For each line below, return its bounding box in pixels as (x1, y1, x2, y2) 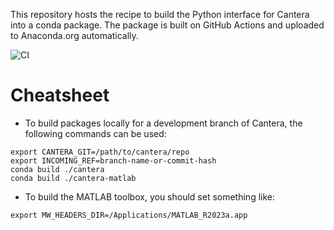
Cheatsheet (10, 84, 110, 107)
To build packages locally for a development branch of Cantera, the (24, 117, 303, 129)
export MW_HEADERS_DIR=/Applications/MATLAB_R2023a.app (10, 210, 248, 220)
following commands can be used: (24, 127, 167, 139)
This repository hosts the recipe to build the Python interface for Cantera (10, 9, 310, 20)
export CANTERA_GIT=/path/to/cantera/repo (10, 147, 190, 157)
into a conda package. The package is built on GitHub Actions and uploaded (10, 19, 325, 31)
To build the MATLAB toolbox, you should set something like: (24, 190, 276, 203)
